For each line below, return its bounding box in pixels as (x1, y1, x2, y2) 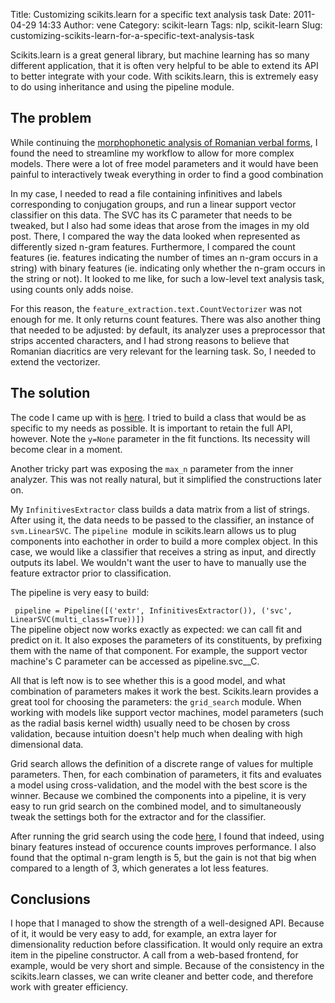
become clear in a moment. (10, 443, 123, 455)
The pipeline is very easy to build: (10, 586, 150, 598)
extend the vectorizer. (10, 355, 101, 368)
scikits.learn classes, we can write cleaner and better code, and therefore (10, 970, 314, 983)
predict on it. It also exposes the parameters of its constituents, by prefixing (10, 634, 323, 646)
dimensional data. (10, 738, 84, 750)
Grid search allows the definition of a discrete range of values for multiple (10, 757, 314, 769)
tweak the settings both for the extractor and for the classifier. (10, 810, 267, 823)
